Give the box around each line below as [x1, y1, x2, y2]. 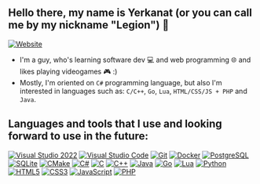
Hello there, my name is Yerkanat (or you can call [8, 6, 253, 20]
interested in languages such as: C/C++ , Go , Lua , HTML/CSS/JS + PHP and [19, 86, 247, 96]
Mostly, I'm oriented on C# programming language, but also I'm [19, 78, 222, 87]
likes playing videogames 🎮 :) [19, 67, 118, 76]
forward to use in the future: [8, 129, 149, 143]
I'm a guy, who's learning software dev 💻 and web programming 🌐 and [19, 55, 251, 64]
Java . [19, 94, 37, 104]
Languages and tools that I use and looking [8, 117, 222, 131]
